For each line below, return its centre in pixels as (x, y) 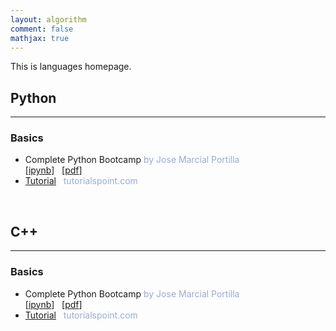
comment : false (42, 29)
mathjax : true (40, 38)
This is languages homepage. (71, 67)
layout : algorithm (48, 19)
